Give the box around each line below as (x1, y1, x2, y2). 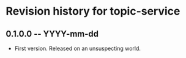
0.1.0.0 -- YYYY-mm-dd (6, 29, 99, 39)
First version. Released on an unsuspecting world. (14, 45, 141, 52)
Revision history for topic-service (6, 4, 180, 18)
